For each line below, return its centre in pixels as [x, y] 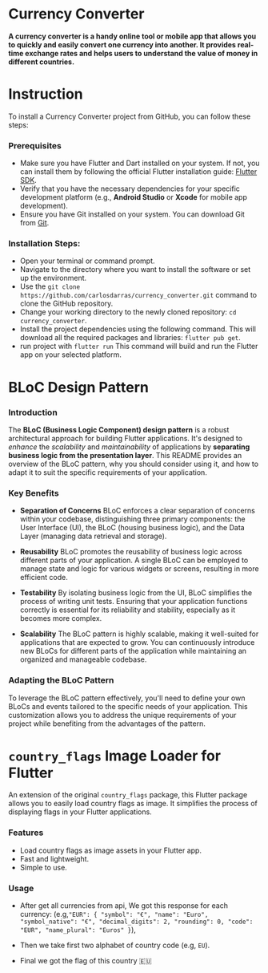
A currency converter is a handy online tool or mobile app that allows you [132, 36]
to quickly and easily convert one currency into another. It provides [122, 44]
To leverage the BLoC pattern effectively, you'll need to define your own [127, 698]
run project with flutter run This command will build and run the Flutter [139, 347]
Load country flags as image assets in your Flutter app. [111, 850]
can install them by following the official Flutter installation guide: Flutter [138, 172]
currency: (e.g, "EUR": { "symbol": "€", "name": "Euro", [114, 914]
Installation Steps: [44, 244]
